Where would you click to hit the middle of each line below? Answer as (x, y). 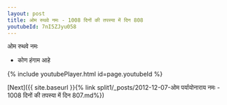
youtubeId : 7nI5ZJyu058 (42, 26)
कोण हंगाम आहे (34, 60)
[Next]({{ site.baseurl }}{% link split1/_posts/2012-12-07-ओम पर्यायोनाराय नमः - (114, 88)
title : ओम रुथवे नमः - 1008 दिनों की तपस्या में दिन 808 (75, 20)
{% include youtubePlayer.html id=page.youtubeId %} (85, 74)
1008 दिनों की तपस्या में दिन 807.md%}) (56, 95)
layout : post (26, 14)
